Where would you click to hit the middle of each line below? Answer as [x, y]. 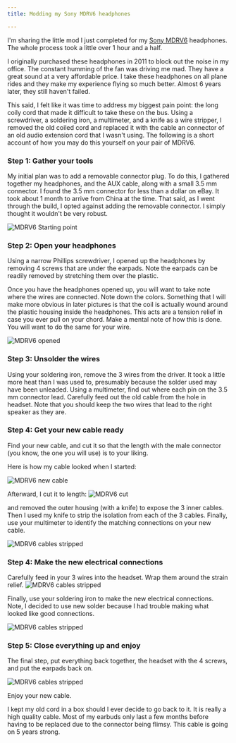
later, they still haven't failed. [49, 91]
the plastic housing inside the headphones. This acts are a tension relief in [115, 312]
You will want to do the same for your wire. [69, 327]
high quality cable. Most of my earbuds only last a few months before [108, 717]
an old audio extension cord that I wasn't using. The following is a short [111, 135]
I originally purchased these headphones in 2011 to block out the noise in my [118, 61]
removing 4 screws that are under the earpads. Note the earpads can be [113, 268]
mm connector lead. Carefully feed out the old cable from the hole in [107, 397]
